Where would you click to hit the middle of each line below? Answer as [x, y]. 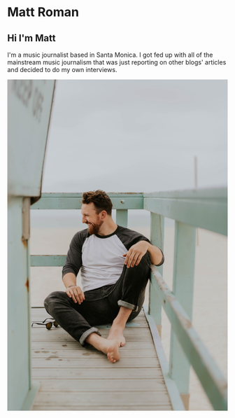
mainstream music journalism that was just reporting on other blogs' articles [117, 62]
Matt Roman [43, 12]
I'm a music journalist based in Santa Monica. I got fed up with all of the [110, 55]
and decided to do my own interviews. [62, 70]
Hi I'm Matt [31, 38]
